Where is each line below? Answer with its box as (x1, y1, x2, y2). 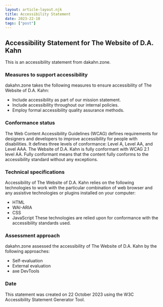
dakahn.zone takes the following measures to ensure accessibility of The (5, 82, 152, 88)
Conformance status (5, 120, 55, 126)
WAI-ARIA (12, 204, 33, 210)
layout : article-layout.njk (5, 7, 62, 12)
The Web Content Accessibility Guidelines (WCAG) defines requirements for (5, 130, 158, 136)
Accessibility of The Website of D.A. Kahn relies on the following (5, 180, 134, 185)
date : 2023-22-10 (5, 16, 41, 21)
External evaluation (12, 263, 51, 269)
